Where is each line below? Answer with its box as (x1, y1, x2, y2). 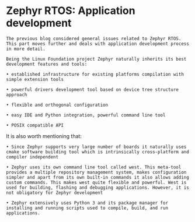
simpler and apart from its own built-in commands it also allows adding (6, 174, 190, 180)
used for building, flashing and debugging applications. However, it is (6, 185, 190, 191)
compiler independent (6, 154, 59, 160)
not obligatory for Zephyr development (6, 189, 103, 196)
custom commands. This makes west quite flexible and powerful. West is (6, 179, 187, 185)
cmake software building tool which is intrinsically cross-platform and (6, 149, 190, 155)
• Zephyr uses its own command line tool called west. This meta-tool (6, 164, 182, 170)
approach (6, 91, 27, 97)
